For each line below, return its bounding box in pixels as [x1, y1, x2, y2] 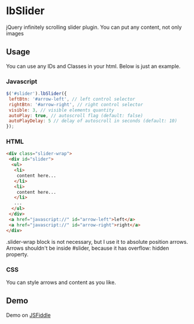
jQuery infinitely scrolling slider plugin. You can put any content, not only [6, 24, 182, 31]
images [6, 29, 24, 37]
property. [6, 250, 29, 257]
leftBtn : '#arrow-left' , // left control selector [8, 96, 135, 102]
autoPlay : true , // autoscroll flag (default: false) [8, 113, 143, 118]
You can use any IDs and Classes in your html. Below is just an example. [6, 62, 181, 70]
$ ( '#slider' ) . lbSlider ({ [6, 91, 67, 97]
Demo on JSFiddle [6, 311, 51, 319]
